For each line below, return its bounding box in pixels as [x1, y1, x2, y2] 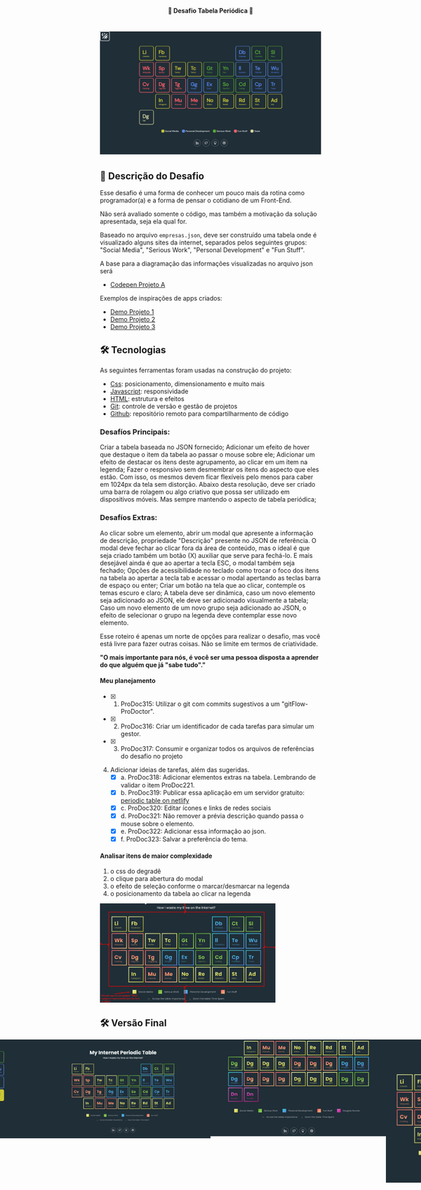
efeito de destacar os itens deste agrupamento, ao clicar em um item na [100, 458, 308, 466]
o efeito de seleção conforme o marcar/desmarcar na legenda [109, 882, 290, 891]
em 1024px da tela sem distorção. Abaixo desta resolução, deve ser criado [100, 480, 316, 489]
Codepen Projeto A [109, 280, 166, 289]
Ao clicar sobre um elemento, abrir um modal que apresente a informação [100, 528, 314, 537]
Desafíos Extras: [100, 513, 158, 523]
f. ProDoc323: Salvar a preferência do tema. [120, 835, 248, 844]
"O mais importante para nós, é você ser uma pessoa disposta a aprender [100, 653, 319, 661]
